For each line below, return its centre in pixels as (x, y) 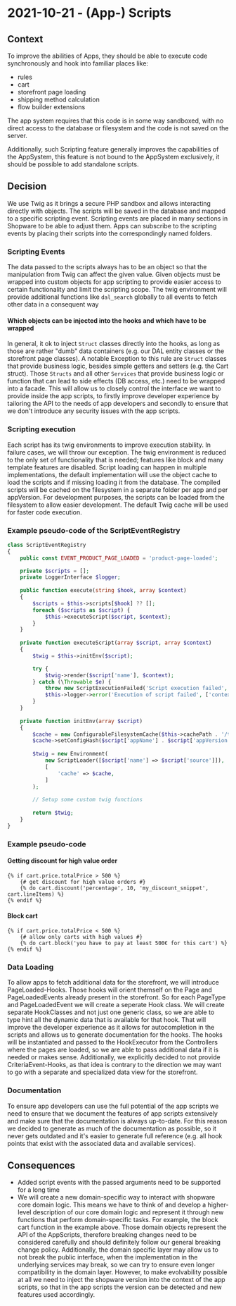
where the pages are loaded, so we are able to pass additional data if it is (113, 1050)
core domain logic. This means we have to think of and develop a (112, 1205)
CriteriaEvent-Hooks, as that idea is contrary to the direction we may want (114, 1065)
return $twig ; (53, 813)
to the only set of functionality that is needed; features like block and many (116, 460)
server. (18, 136)
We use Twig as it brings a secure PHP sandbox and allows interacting (109, 203)
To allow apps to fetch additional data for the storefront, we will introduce (113, 982)
